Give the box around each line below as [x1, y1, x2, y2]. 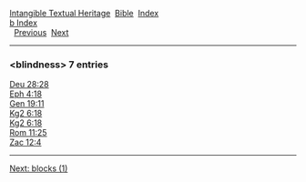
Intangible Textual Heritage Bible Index [9, 8, 159, 18]
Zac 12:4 [9, 136, 42, 148]
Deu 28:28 [9, 79, 49, 90]
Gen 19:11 [9, 98, 45, 109]
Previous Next [13, 27, 69, 37]
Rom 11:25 [9, 127, 47, 138]
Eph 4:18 [9, 88, 43, 99]
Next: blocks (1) [9, 163, 68, 174]
